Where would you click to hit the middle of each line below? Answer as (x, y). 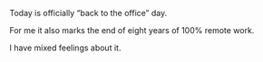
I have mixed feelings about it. (65, 48)
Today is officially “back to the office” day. (88, 13)
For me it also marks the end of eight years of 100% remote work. (132, 30)
